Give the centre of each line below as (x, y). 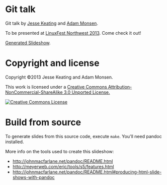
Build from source (43, 122)
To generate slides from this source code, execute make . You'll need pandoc (83, 136)
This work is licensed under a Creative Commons (56, 87)
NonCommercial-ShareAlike (34, 92)
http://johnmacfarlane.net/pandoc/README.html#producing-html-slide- (87, 172)
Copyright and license (52, 63)
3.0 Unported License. (87, 92)
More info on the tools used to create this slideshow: (60, 151)
